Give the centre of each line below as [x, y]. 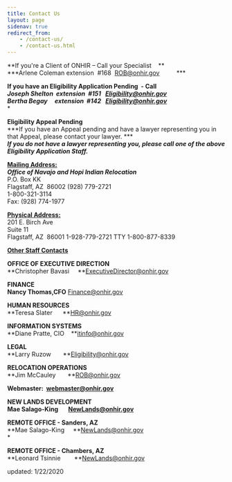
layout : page [26, 20]
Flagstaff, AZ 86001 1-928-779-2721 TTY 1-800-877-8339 [91, 237]
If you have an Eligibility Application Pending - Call [82, 86]
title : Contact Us [34, 14]
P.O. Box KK [24, 179]
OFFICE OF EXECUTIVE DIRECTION [58, 264]
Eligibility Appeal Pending [45, 122]
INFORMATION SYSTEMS [44, 326]
